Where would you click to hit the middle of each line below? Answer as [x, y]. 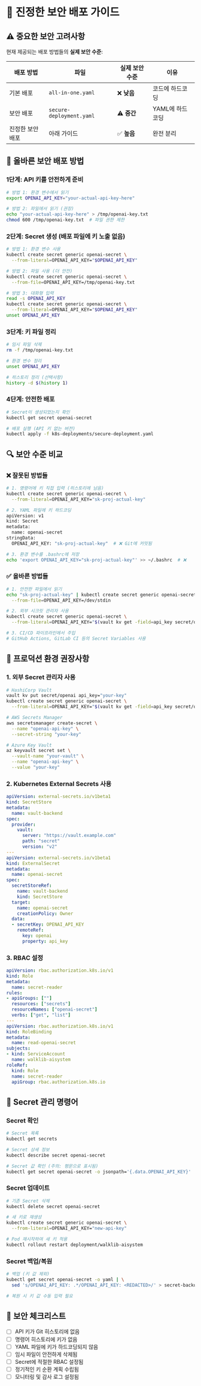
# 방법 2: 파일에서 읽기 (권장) [40, 209]
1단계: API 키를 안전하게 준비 [45, 180]
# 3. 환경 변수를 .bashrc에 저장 [43, 554]
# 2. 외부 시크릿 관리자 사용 [37, 611]
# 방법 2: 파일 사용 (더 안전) [39, 271]
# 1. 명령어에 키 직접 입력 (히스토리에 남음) [55, 489]
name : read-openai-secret [44, 1043]
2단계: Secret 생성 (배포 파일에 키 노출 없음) [66, 236]
